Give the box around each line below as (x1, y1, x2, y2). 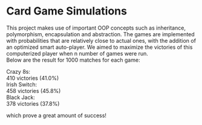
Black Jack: (6, 94, 35, 101)
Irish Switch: (6, 80, 37, 88)
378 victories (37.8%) (6, 100, 60, 107)
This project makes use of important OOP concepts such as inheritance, (6, 24, 186, 31)
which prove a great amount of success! (6, 112, 107, 119)
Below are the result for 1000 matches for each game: (6, 56, 140, 63)
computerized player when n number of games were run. (6, 50, 148, 57)
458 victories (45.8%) (6, 87, 61, 94)
